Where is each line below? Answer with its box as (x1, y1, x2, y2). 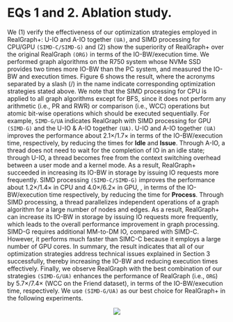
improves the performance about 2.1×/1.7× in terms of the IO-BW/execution (7, 131, 223, 140)
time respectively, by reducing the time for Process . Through (49, 190, 224, 199)
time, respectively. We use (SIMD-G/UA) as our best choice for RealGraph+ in (7, 287, 226, 295)
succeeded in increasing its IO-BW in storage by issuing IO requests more (7, 168, 219, 177)
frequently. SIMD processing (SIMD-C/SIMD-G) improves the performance (7, 175, 216, 184)
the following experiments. (7, 293, 83, 302)
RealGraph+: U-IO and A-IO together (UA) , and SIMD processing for (7, 35, 201, 43)
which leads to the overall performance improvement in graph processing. (7, 220, 220, 228)
